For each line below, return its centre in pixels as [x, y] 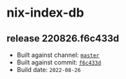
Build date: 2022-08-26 [49, 70]
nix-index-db [45, 13]
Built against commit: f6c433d [59, 62]
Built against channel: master [58, 55]
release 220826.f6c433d [63, 38]
